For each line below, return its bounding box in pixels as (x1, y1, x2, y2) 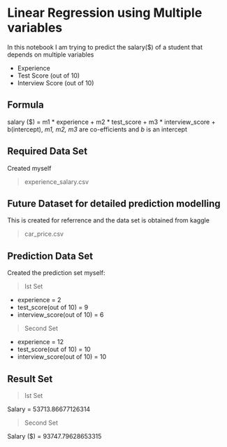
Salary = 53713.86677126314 (7, 405, 91, 413)
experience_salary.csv (24, 177, 89, 186)
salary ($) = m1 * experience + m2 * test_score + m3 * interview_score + (7, 118, 216, 126)
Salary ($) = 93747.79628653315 (7, 432, 102, 440)
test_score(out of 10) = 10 (17, 345, 91, 354)
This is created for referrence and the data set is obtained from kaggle (7, 216, 210, 225)
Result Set (7, 373, 53, 385)
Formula (7, 99, 44, 111)
